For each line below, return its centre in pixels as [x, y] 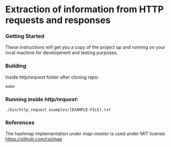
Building [16, 66]
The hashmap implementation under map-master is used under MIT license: [86, 134]
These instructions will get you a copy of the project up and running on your [85, 47]
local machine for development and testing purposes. [62, 53]
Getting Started [25, 36]
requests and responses [58, 20]
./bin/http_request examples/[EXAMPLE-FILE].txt [58, 110]
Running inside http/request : [42, 99]
